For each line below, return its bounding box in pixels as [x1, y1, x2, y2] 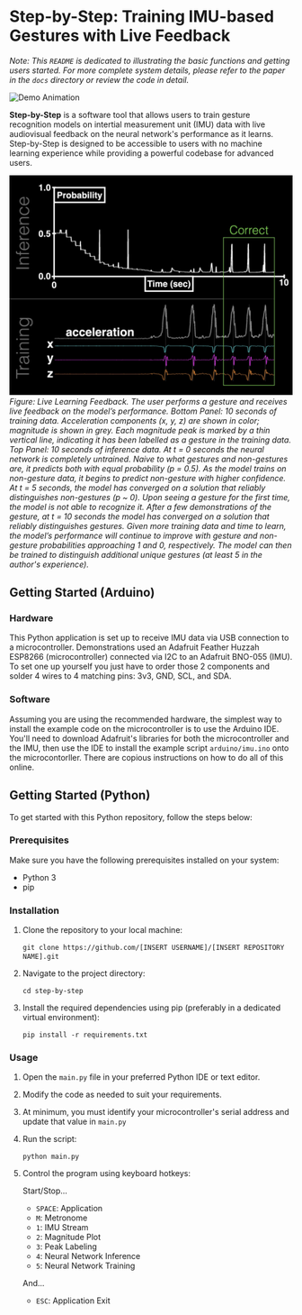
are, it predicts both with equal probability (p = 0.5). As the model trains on [9, 462, 287, 474]
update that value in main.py [22, 1116, 128, 1128]
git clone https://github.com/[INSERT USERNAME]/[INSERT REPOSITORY [22, 944, 285, 953]
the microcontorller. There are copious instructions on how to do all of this [9, 752, 284, 763]
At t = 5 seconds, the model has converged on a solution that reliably [9, 482, 266, 493]
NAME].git [22, 953, 60, 962]
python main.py [22, 1152, 80, 1162]
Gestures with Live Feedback [9, 25, 231, 46]
